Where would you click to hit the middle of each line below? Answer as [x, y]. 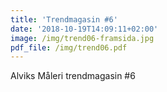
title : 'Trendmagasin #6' [64, 19]
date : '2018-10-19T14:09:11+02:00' [84, 29]
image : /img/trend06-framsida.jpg [82, 38]
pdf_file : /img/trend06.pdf [69, 47]
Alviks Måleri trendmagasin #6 [73, 76]
